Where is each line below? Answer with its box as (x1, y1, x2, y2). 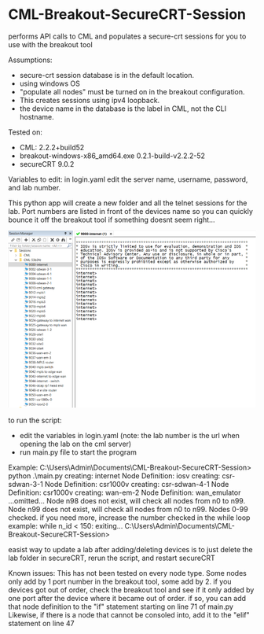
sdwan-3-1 (8, 479, 43, 488)
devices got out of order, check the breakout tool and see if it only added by (8, 584, 255, 595)
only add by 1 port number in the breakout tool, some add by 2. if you (8, 577, 232, 586)
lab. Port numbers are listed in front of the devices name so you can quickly (8, 206, 254, 216)
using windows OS (19, 79, 80, 88)
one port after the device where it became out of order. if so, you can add (8, 593, 246, 603)
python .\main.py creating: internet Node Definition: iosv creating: (8, 470, 221, 481)
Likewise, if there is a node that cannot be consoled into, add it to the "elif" (8, 610, 250, 619)
